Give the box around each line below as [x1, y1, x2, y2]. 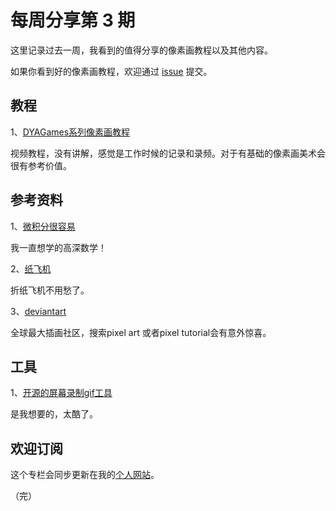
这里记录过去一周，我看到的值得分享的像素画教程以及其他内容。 [10, 44, 273, 56]
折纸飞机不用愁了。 [10, 284, 90, 296]
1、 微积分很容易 [10, 220, 76, 232]
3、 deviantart [10, 305, 67, 317]
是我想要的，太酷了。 [10, 408, 98, 420]
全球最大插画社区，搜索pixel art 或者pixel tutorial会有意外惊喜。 [10, 326, 272, 338]
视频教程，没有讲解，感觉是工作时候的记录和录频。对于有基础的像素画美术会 [10, 147, 326, 159]
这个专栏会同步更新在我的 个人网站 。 [10, 469, 160, 481]
